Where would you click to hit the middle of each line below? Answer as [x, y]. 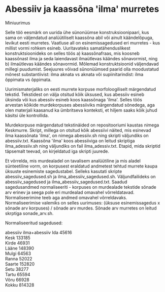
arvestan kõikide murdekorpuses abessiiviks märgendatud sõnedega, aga [80, 105]
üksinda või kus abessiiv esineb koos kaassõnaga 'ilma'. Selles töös [74, 99]
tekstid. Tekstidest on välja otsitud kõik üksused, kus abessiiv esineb [75, 94]
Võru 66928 [17, 280]
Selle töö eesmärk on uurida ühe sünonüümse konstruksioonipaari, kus [77, 32]
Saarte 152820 [20, 264]
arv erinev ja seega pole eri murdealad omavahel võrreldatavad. [70, 192]
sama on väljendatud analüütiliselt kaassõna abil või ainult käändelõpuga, [79, 38]
